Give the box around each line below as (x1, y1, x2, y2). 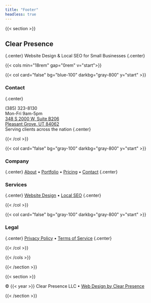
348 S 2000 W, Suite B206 (5, 116, 60, 122)
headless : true (5, 12, 37, 17)
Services (5, 181, 27, 188)
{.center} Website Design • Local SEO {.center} (5, 192, 101, 198)
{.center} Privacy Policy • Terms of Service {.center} (5, 235, 112, 241)
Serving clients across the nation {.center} (5, 126, 91, 132)
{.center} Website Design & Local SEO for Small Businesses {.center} (5, 53, 146, 59)
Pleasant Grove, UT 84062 (5, 121, 60, 127)
